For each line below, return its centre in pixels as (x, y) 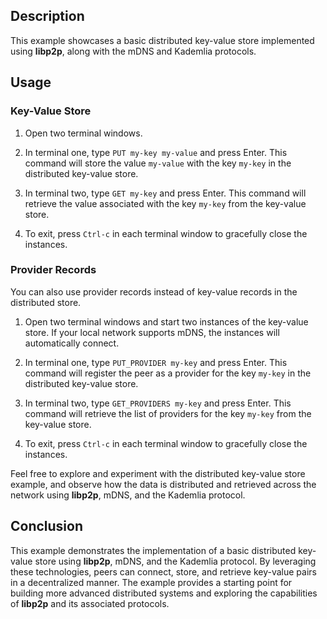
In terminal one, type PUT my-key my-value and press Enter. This (156, 152)
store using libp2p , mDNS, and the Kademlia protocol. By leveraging (175, 561)
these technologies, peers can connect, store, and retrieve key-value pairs (163, 571)
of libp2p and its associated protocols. (90, 603)
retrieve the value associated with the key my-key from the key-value (165, 203)
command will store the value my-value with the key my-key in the (158, 163)
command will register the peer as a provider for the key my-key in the (168, 373)
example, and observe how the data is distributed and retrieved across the (163, 484)
